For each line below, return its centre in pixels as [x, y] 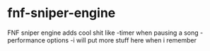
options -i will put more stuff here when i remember [122, 40]
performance [27, 40]
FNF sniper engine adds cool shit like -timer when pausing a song [103, 33]
